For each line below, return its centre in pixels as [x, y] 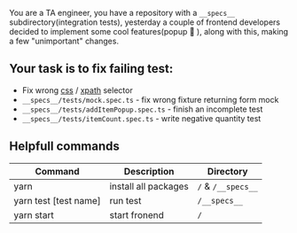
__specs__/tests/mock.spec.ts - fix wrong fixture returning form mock [150, 99]
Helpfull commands [64, 147]
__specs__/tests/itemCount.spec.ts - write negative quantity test [141, 118]
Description [149, 171]
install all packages [149, 186]
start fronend [137, 214]
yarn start [34, 214]
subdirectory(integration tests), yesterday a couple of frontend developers [145, 22]
